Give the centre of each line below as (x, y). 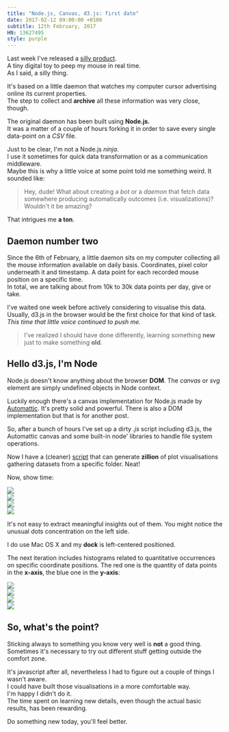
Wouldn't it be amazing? (58, 206)
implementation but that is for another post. (68, 415)
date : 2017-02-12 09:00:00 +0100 (55, 20)
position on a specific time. (45, 279)
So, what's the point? (53, 627)
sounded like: (26, 178)
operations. (23, 443)
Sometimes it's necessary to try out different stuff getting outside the (104, 651)
